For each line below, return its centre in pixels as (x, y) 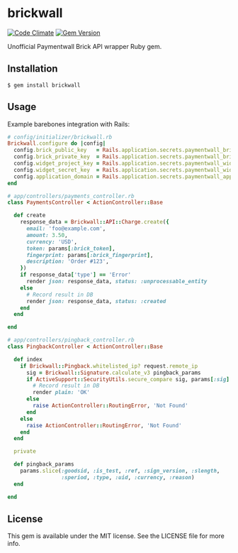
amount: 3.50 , (47, 235)
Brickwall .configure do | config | (57, 143)
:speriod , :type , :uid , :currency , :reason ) (128, 477)
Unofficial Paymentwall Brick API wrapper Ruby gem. (85, 46)
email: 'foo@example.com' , (66, 229)
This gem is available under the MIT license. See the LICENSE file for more (116, 536)
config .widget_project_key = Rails (66, 164)
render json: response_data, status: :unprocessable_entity (117, 282)
